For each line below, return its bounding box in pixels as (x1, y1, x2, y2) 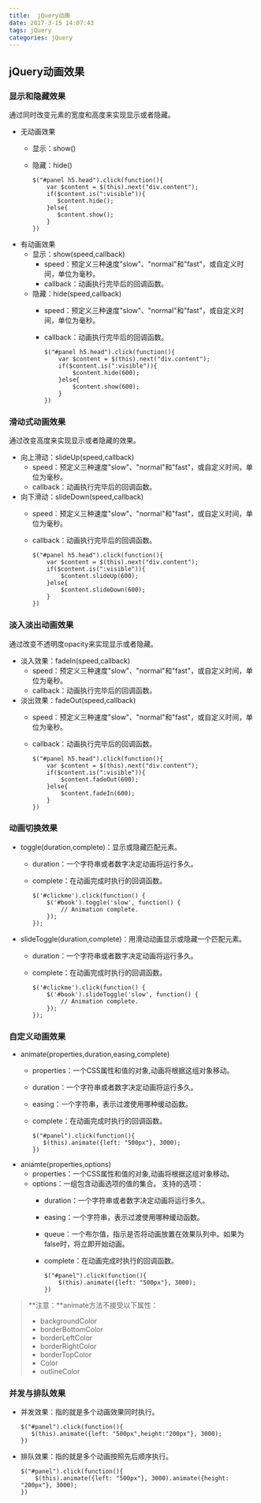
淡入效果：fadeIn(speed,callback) (20, 655, 131, 665)
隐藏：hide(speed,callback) (32, 289, 122, 298)
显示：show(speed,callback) (32, 249, 125, 259)
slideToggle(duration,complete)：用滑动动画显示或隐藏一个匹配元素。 (20, 934, 247, 943)
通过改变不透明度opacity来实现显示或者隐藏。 (9, 639, 158, 648)
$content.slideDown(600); (60, 586, 146, 594)
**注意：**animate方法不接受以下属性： (28, 1301, 158, 1310)
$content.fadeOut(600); (60, 776, 139, 784)
